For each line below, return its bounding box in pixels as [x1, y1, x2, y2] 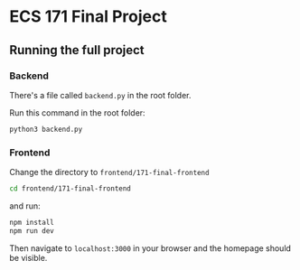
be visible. [9, 252, 48, 263]
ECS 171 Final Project [9, 6, 167, 27]
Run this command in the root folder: [9, 107, 146, 118]
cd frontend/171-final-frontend [9, 184, 131, 193]
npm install [9, 218, 54, 227]
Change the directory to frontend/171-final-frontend [9, 167, 210, 178]
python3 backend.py [9, 125, 83, 134]
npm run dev [9, 226, 54, 236]
